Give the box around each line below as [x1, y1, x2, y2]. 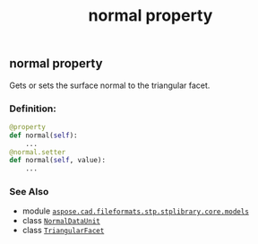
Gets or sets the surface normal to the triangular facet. [9, 80, 211, 91]
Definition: [9, 102, 56, 115]
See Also [9, 186, 49, 198]
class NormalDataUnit [21, 215, 100, 226]
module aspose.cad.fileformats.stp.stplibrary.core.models [21, 205, 249, 216]
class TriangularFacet [21, 225, 105, 236]
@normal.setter [9, 147, 66, 157]
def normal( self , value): [9, 156, 106, 165]
